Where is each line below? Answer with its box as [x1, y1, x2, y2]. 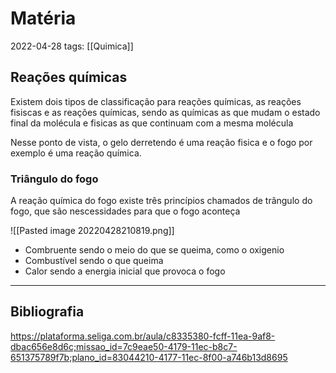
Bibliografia [10, 303, 85, 321]
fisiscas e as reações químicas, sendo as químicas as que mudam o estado [10, 106, 321, 118]
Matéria [10, 7, 77, 30]
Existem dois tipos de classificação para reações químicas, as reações [10, 95, 302, 107]
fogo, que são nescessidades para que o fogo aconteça [10, 205, 241, 217]
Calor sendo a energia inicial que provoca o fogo [24, 265, 226, 277]
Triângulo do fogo [10, 172, 99, 186]
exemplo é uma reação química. [10, 147, 142, 159]
